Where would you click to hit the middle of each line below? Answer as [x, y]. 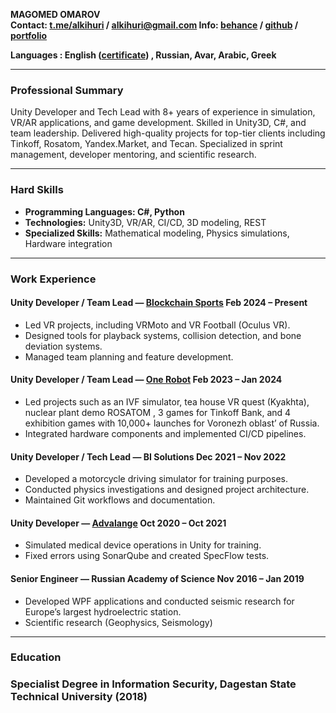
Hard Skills [37, 190]
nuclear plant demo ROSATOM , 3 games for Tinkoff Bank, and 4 [158, 412]
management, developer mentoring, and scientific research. [133, 155]
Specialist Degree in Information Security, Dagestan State [153, 684]
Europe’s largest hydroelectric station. [103, 611]
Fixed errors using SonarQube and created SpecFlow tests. [147, 556]
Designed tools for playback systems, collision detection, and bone [163, 335]
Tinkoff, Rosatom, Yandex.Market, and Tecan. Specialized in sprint [146, 144]
